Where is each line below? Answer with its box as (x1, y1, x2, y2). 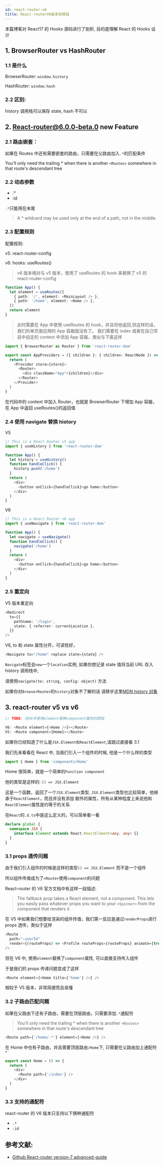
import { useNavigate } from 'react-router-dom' (5, 521, 106, 526)
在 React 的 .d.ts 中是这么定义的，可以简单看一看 (5, 812, 100, 818)
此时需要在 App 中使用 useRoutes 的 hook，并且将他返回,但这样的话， (17, 322, 158, 328)
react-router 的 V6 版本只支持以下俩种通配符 (5, 1111, 94, 1116)
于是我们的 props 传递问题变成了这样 (5, 965, 79, 971)
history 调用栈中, (5, 668, 39, 673)
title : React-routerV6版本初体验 (5, 12, 69, 17)
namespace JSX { (9, 827, 42, 831)
